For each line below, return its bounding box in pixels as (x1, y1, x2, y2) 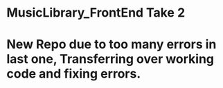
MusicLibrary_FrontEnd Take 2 (6, 5, 186, 21)
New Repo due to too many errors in (6, 37, 217, 53)
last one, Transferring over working (6, 51, 215, 67)
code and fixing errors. (6, 66, 141, 82)
